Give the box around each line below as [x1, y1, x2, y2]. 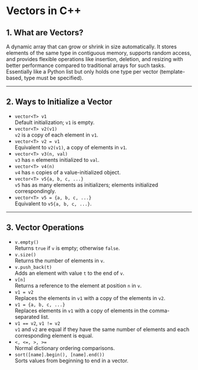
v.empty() [14, 239, 39, 245]
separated [14, 313, 40, 320]
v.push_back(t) [14, 264, 52, 270]
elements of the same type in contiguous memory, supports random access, [6, 49, 192, 56]
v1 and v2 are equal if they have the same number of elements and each [14, 325, 190, 333]
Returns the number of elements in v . [14, 257, 105, 264]
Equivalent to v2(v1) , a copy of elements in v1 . [14, 144, 128, 151]
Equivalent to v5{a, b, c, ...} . [14, 200, 92, 207]
